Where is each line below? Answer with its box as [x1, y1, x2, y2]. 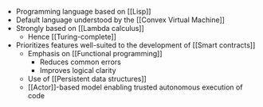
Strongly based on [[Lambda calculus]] [15, 24, 145, 32]
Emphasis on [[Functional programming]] [27, 49, 163, 58]
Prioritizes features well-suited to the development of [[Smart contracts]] [15, 40, 256, 50]
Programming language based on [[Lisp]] [15, 7, 151, 16]
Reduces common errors [39, 57, 121, 67]
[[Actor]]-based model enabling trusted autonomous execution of [27, 82, 243, 92]
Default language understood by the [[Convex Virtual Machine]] [15, 15, 226, 25]
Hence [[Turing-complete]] [27, 32, 117, 41]
